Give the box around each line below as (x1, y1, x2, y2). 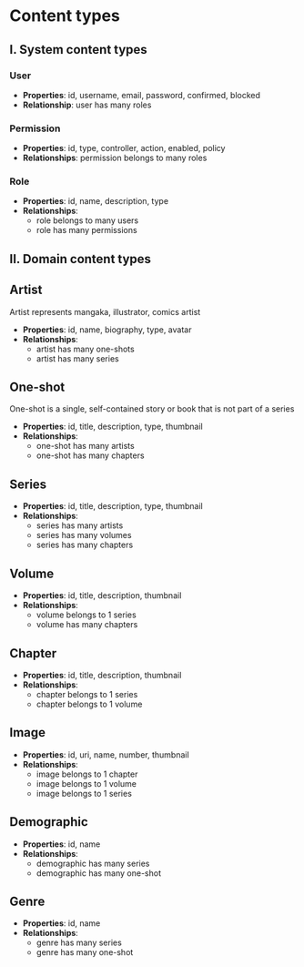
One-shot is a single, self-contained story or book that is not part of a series (9, 403, 295, 414)
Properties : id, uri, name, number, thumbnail (22, 748, 189, 760)
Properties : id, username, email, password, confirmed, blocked (22, 89, 261, 100)
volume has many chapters (35, 619, 138, 630)
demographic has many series (35, 858, 150, 869)
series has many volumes (35, 530, 132, 541)
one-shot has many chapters (35, 450, 145, 461)
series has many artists (35, 520, 124, 531)
